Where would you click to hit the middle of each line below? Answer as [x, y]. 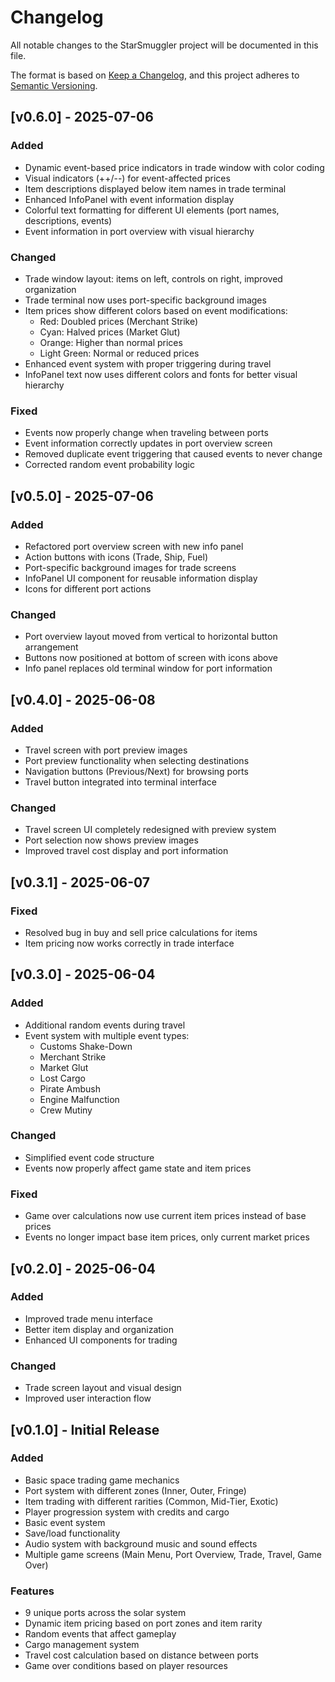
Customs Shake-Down [86, 1046]
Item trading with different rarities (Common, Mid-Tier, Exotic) [151, 1501]
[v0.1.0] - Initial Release [85, 1429]
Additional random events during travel [105, 1025]
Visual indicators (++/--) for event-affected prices [127, 178]
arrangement [51, 647]
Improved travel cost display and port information [126, 851]
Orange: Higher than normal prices [111, 342]
